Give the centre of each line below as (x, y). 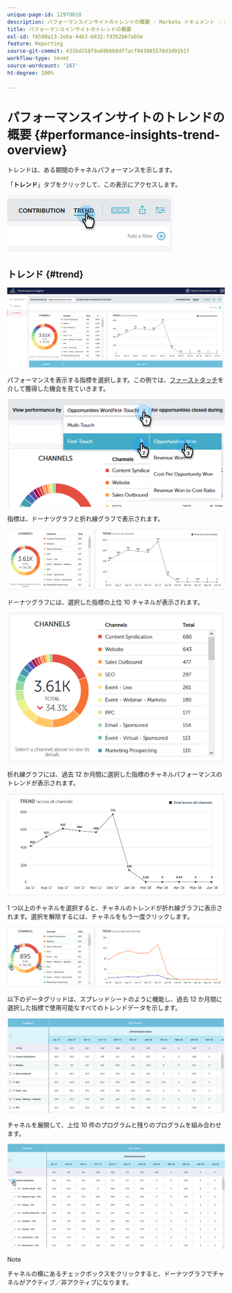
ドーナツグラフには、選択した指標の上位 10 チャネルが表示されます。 (105, 602)
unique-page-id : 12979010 (44, 15)
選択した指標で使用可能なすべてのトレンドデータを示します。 (94, 1007)
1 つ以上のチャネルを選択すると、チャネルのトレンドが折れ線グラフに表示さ (115, 908)
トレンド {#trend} (46, 274)
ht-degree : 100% (30, 73)
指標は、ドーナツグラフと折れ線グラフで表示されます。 (86, 518)
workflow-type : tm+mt (38, 59)
